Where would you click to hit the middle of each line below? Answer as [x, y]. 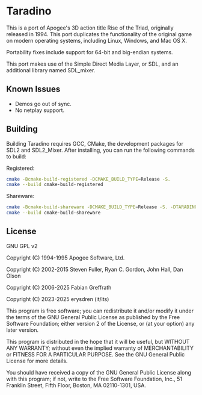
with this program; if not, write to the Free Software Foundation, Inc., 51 [94, 379]
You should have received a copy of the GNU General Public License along [99, 372]
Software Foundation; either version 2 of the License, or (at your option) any [100, 323]
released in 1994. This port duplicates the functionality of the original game [99, 34]
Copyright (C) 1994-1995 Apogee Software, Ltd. [66, 258]
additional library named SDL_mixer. [51, 70]
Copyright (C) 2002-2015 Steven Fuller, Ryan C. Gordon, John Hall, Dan [95, 269]
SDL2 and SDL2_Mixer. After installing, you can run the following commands [101, 150]
